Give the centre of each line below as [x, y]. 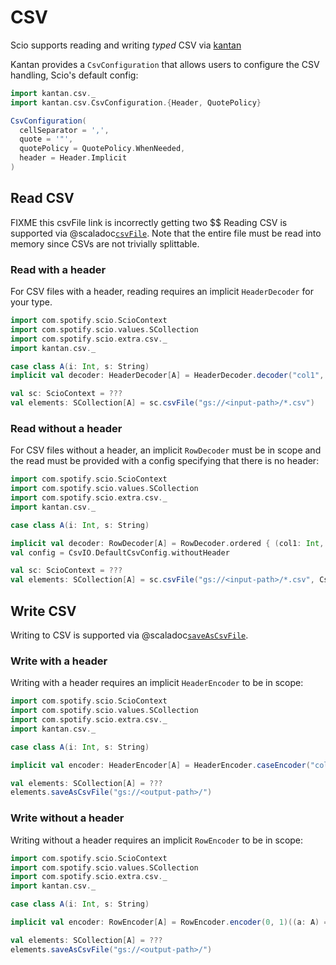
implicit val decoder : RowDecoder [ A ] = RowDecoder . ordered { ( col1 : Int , [167, 543]
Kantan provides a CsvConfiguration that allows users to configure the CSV [165, 64]
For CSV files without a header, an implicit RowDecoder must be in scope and [166, 450]
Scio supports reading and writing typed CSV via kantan [126, 45]
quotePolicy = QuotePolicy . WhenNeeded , [102, 149]
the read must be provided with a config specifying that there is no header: [165, 461]
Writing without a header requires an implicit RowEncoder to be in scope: [157, 840]
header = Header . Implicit [73, 158]
